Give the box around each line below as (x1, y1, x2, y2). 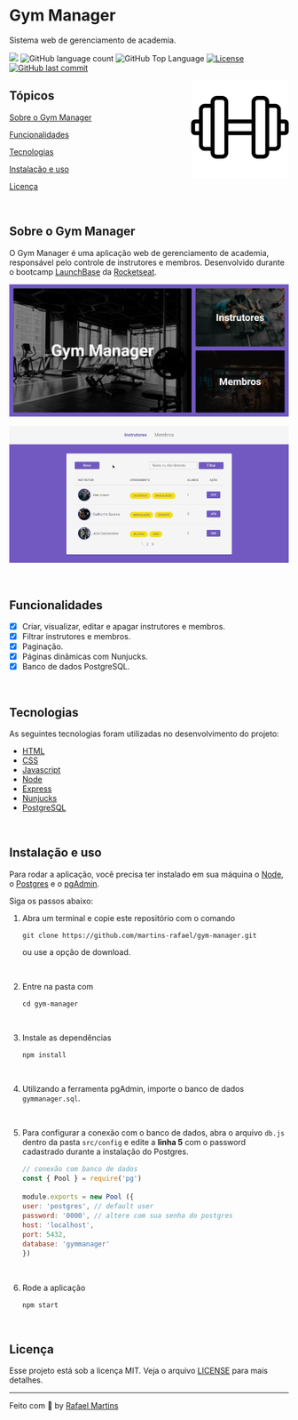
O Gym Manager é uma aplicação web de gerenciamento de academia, (9, 247, 270, 258)
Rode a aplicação (21, 1282, 86, 1293)
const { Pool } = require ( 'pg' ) (21, 1174, 142, 1183)
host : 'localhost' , (21, 1221, 95, 1230)
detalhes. (9, 1375, 43, 1385)
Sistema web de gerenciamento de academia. (9, 35, 176, 45)
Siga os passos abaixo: (9, 895, 94, 906)
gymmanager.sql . (21, 1093, 82, 1103)
